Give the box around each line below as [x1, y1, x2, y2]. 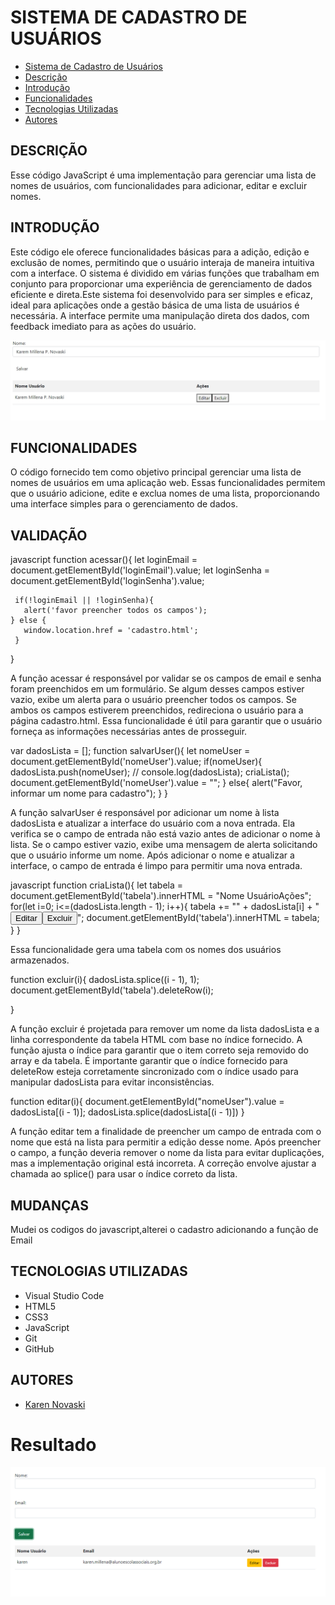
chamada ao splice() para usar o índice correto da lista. [10, 1168, 238, 1180]
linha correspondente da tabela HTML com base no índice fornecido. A [10, 1034, 303, 1046]
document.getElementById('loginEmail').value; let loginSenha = [10, 564, 271, 576]
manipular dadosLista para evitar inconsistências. [10, 1076, 215, 1088]
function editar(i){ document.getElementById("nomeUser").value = [10, 1096, 285, 1108]
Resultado [10, 1433, 97, 1456]
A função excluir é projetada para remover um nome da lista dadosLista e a [10, 1023, 320, 1035]
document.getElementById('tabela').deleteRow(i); [10, 984, 214, 996]
